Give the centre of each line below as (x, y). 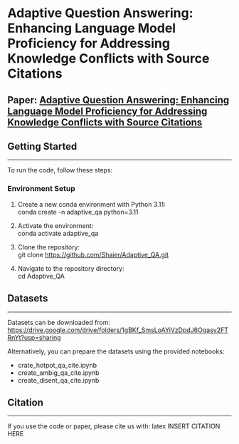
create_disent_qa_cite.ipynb (58, 380)
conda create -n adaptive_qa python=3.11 (78, 212)
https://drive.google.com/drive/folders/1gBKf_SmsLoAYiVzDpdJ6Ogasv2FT (118, 330)
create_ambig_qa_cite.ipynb (58, 373)
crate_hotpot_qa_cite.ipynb (57, 365)
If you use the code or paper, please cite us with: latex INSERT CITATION (114, 426)
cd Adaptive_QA (41, 276)
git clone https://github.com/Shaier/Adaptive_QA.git (93, 254)
